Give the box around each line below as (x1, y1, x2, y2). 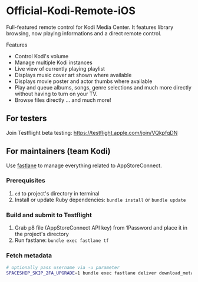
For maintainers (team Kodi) (6, 146, 111, 157)
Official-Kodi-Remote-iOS (6, 4, 136, 18)
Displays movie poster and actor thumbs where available (14, 78, 153, 85)
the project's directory (14, 231, 69, 238)
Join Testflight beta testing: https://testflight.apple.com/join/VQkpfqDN (6, 129, 178, 136)
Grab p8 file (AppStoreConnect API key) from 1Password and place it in (14, 224, 187, 231)
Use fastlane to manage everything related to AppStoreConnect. (6, 162, 162, 169)
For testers (6, 114, 47, 124)
